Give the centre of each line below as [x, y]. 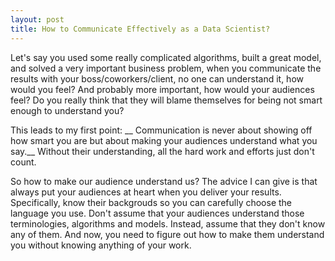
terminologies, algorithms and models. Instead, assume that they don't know [168, 223]
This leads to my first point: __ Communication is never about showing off [161, 130]
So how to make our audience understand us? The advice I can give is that [164, 181]
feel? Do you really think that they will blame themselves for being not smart [166, 100]
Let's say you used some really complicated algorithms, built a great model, [166, 57]
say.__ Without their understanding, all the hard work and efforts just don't [162, 151]
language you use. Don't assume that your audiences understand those [157, 213]
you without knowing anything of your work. [101, 245]
